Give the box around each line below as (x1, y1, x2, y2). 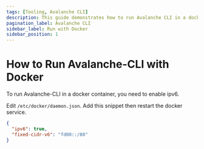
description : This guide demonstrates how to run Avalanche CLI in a (6, 15, 186, 21)
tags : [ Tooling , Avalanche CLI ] (6, 8, 88, 15)
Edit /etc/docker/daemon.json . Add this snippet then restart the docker (6, 102, 183, 110)
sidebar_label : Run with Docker (6, 25, 88, 32)
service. (6, 108, 27, 116)
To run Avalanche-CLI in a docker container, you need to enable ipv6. (6, 90, 180, 98)
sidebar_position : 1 (6, 31, 59, 38)
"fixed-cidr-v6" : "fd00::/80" (12, 131, 88, 137)
